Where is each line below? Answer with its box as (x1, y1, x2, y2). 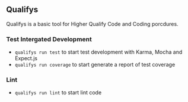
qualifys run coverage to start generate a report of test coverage (14, 61, 176, 68)
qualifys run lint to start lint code (14, 89, 102, 96)
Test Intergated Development (6, 35, 92, 43)
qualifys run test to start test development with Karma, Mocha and (14, 48, 183, 55)
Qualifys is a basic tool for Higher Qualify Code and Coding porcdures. (6, 20, 179, 27)
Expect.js (14, 55, 37, 62)
